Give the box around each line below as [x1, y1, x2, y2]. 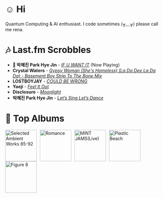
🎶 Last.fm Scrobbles [5, 44, 92, 56]
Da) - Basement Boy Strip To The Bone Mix [12, 73, 102, 79]
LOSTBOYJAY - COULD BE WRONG [12, 78, 88, 84]
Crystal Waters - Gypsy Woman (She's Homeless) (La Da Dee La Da [12, 67, 156, 74]
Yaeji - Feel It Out [12, 83, 49, 89]
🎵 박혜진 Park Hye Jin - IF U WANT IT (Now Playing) [12, 61, 120, 68]
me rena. [5, 26, 24, 32]
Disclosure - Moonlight [12, 89, 61, 95]
